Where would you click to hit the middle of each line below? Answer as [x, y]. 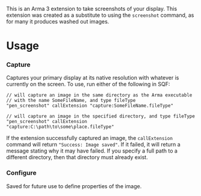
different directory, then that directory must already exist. [77, 157]
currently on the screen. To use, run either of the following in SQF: [88, 84]
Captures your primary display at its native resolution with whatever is [93, 78]
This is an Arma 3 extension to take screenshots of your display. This [92, 9]
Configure [21, 173]
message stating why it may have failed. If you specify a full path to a [92, 151]
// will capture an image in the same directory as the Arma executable [99, 95]
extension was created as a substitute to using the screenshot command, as [100, 15]
